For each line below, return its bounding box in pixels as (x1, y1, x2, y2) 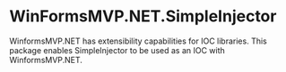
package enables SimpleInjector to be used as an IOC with (9, 44, 226, 55)
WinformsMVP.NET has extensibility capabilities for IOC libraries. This (9, 36, 267, 46)
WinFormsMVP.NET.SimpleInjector (9, 6, 277, 27)
